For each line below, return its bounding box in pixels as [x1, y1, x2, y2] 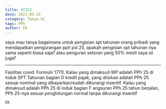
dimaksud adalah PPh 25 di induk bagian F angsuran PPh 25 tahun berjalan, [5, 85, 160, 91]
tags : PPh [5, 21, 26, 26]
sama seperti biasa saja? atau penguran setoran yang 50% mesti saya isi [5, 50, 153, 56]
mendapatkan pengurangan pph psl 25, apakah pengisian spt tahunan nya [5, 45, 157, 51]
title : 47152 [5, 7, 32, 12]
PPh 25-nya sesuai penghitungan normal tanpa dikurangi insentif [5, 90, 137, 97]
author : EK [5, 26, 28, 31]
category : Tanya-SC [5, 16, 45, 21]
